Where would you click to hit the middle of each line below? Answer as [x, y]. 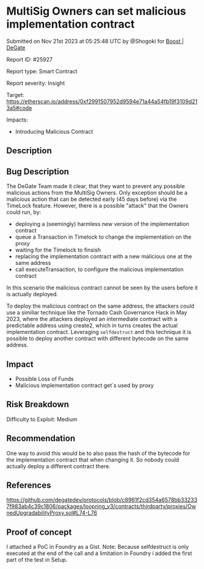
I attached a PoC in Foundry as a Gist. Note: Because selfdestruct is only [98, 547]
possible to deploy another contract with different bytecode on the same [97, 339]
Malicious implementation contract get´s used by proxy [84, 385]
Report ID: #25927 [30, 59]
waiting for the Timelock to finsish [58, 250]
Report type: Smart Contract [42, 71]
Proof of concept [39, 532]
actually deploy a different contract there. [59, 466]
